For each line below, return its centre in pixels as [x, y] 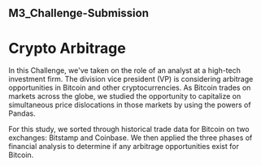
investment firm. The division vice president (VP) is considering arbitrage [131, 79]
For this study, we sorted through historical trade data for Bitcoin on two [129, 130]
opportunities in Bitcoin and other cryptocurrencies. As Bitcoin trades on [130, 87]
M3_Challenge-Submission [78, 13]
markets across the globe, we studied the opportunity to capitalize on [125, 96]
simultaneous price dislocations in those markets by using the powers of [130, 105]
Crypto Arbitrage [67, 48]
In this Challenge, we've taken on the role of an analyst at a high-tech [125, 70]
